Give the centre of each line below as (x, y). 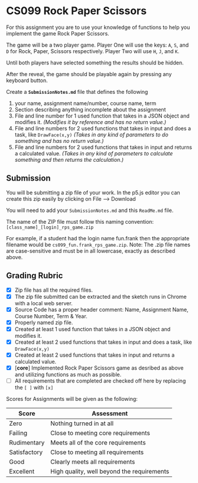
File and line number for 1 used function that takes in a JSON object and (102, 116)
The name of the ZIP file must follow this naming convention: (80, 221)
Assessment (110, 413)
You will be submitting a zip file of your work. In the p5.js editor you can (93, 192)
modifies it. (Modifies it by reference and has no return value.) (90, 122)
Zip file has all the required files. (54, 290)
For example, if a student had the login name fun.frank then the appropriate (98, 238)
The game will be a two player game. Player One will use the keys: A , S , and (98, 45)
